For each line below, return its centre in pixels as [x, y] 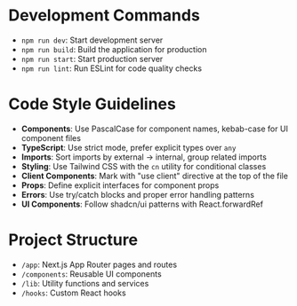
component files [51, 137]
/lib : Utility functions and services [85, 283]
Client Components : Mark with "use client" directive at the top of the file [154, 176]
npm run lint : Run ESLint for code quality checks [111, 68]
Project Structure [73, 240]
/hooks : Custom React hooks [73, 293]
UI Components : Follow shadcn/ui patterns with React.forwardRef [142, 204]
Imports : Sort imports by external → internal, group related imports [144, 157]
